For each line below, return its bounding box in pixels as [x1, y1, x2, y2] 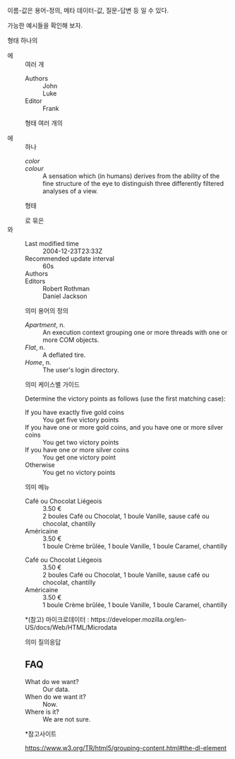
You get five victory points [42, 416, 119, 424]
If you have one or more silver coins [25, 446, 129, 454]
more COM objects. [42, 336, 100, 344]
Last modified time [25, 240, 79, 247]
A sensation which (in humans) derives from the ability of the [42, 172, 220, 180]
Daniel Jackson [42, 292, 88, 300]
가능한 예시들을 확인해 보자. [7, 21, 83, 30]
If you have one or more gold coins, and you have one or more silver [25, 423, 224, 431]
